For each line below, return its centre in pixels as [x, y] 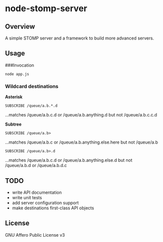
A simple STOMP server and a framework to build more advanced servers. [80, 38]
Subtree [13, 124]
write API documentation [37, 192]
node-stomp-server [46, 9]
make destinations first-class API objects [53, 208]
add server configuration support [45, 203]
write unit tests [27, 197]
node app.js [17, 74]
